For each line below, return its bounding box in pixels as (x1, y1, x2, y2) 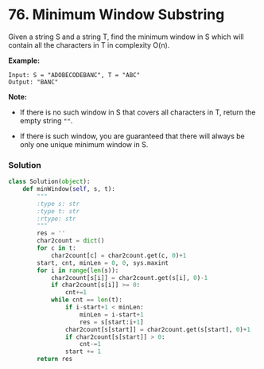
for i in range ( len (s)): (37, 266, 119, 274)
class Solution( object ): (8, 177, 91, 186)
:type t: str (37, 207, 80, 216)
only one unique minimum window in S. (19, 139, 149, 149)
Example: (8, 56, 41, 65)
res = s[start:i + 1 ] (79, 318, 145, 326)
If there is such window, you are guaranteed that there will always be (19, 131, 245, 141)
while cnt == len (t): (50, 296, 123, 304)
